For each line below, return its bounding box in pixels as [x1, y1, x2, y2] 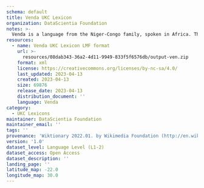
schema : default [6, 8, 47, 15]
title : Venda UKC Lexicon [6, 15, 72, 21]
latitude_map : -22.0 [6, 167, 59, 173]
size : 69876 [17, 82, 47, 89]
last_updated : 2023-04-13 [17, 71, 83, 77]
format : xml [17, 59, 47, 65]
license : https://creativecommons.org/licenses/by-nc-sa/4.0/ [17, 65, 178, 72]
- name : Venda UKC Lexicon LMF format [12, 43, 110, 49]
